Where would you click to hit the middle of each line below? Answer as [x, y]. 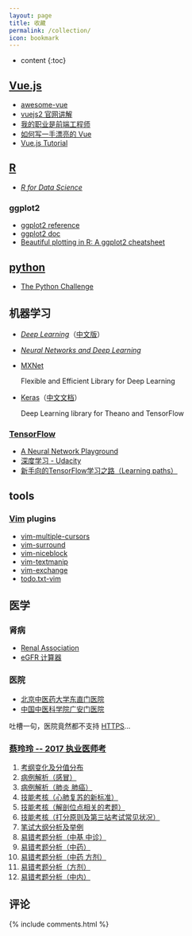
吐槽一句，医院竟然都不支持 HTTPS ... [70, 726]
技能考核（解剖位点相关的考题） [73, 807]
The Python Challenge [57, 286]
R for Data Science [51, 187]
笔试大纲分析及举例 [52, 827]
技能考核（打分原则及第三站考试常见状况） [90, 817]
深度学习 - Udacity [51, 461]
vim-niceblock [44, 553]
